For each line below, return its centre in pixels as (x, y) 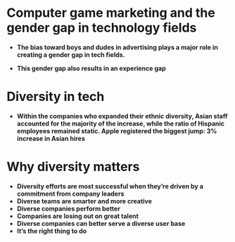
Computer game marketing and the (111, 13)
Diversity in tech (56, 97)
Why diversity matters (73, 167)
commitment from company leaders (70, 194)
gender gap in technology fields (102, 28)
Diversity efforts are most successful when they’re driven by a (110, 186)
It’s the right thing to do (52, 231)
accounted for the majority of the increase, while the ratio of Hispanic (121, 123)
